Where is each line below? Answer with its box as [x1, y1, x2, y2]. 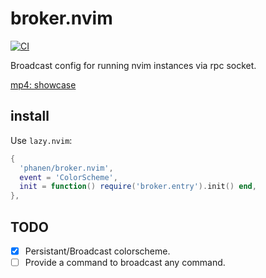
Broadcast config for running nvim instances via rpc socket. [10, 59, 257, 71]
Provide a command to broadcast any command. [24, 257, 226, 268]
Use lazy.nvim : [10, 134, 73, 146]
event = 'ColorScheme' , [19, 172, 118, 182]
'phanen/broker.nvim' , [19, 163, 114, 173]
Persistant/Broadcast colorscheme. [24, 245, 171, 257]
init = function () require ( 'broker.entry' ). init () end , [19, 182, 257, 192]
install [10, 108, 50, 125]
